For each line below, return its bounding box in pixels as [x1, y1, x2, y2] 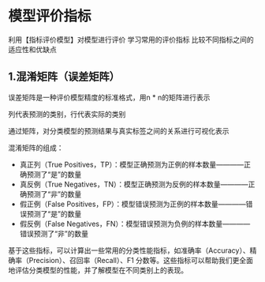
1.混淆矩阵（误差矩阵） [8, 70, 121, 84]
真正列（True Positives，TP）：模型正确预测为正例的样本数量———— [19, 160, 244, 169]
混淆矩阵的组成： [8, 143, 64, 152]
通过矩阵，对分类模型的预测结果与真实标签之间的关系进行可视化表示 [8, 126, 230, 135]
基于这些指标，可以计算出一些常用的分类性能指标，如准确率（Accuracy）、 [8, 246, 250, 255]
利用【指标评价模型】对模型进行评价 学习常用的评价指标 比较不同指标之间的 [8, 35, 254, 44]
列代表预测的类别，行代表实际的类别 [8, 109, 126, 118]
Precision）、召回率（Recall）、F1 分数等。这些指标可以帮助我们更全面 [28, 255, 254, 265]
